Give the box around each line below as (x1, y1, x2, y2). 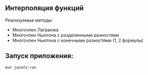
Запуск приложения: (5, 52, 73, 60)
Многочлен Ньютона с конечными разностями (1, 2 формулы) (12, 37, 144, 43)
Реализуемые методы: (5, 17, 53, 23)
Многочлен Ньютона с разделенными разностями (12, 32, 119, 38)
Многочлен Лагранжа (12, 27, 59, 33)
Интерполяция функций (5, 4, 84, 12)
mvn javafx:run (5, 65, 37, 70)
